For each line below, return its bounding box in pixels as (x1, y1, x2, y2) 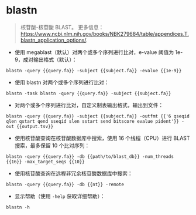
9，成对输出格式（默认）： (14, 56, 77, 63)
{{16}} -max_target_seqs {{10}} (6, 159, 85, 164)
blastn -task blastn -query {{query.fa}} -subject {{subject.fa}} (6, 90, 171, 96)
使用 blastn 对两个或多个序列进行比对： (14, 79, 109, 86)
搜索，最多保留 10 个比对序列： (14, 142, 90, 149)
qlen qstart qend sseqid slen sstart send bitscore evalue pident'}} (6, 118, 180, 124)
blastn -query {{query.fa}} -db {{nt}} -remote (6, 182, 125, 187)
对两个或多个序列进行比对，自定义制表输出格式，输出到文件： (14, 101, 164, 109)
